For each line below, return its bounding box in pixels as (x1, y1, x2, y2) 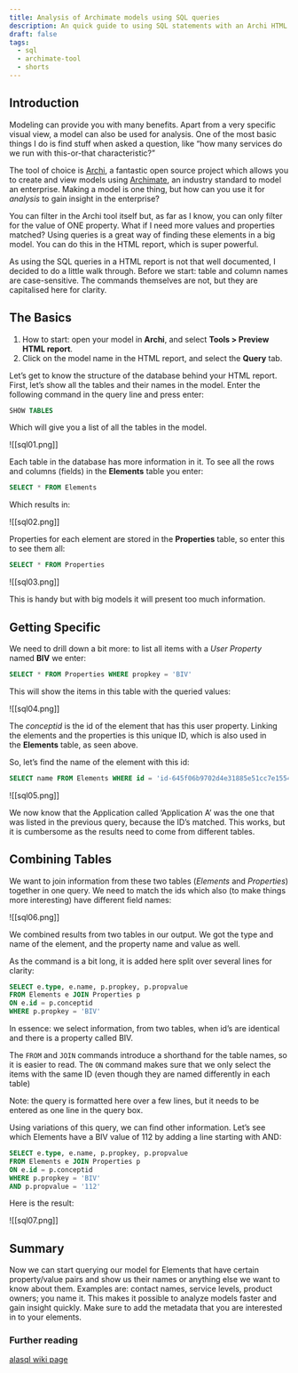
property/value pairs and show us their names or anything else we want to (9, 1274, 281, 1285)
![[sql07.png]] (9, 1216, 59, 1226)
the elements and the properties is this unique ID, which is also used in (9, 730, 267, 740)
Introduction (9, 95, 80, 111)
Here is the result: (9, 1198, 74, 1208)
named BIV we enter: (9, 652, 87, 663)
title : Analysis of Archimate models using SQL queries (9, 12, 220, 22)
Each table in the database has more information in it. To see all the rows (9, 456, 275, 467)
